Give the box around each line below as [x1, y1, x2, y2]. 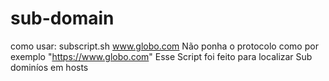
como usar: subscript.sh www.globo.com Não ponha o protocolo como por [10, 40, 319, 52]
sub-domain [10, 7, 115, 30]
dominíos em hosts [10, 61, 89, 73]
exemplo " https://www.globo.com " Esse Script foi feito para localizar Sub [10, 50, 313, 62]
